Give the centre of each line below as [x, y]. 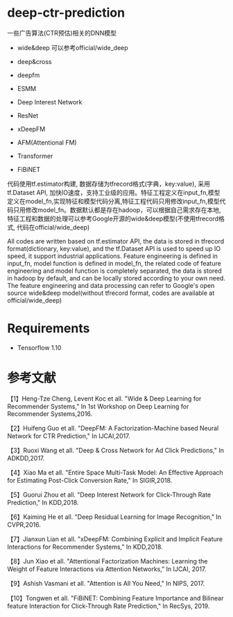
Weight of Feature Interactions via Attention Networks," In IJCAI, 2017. [107, 569]
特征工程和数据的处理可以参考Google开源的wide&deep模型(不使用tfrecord [113, 218]
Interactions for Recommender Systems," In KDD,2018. [85, 547]
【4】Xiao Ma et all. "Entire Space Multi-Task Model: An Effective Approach [115, 472]
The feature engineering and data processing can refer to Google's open [111, 285]
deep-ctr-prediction [66, 13]
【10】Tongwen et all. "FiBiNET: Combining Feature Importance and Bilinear [115, 598]
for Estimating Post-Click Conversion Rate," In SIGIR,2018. [90, 480]
